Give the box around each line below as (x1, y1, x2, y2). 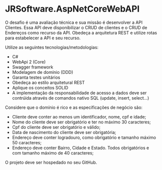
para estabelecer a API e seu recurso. (5, 35, 81, 41)
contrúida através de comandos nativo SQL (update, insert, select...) (12, 95, 149, 101)
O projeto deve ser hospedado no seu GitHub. (5, 159, 97, 165)
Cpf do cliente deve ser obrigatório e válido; (12, 124, 101, 130)
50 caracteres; (12, 139, 42, 145)
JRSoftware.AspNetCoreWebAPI (5, 3, 140, 15)
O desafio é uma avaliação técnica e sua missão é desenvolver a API (5, 19, 143, 25)
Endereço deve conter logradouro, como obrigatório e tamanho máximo (12, 135, 157, 140)
